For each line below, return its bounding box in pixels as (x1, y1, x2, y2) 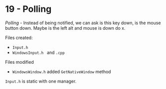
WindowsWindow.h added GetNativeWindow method (12, 68, 111, 75)
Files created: (5, 35, 33, 41)
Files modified (5, 59, 34, 65)
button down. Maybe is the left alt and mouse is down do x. (5, 25, 125, 31)
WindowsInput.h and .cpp (12, 49, 65, 55)
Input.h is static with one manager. (5, 78, 77, 84)
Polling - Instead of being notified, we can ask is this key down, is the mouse (5, 20, 161, 26)
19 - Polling (5, 3, 52, 15)
